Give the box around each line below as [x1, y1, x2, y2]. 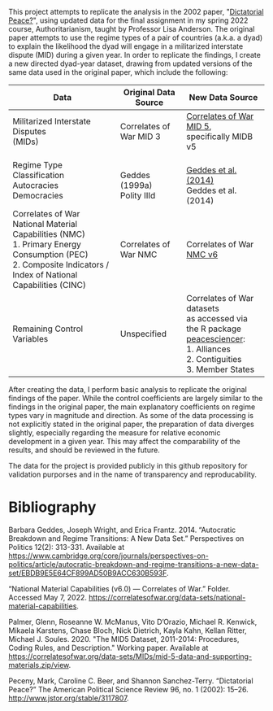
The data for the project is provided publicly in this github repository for [8, 461, 248, 470]
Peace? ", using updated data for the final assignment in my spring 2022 [8, 15, 249, 25]
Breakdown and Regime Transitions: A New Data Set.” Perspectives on [8, 533, 245, 543]
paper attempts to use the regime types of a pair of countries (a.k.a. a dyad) [8, 33, 263, 42]
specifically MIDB [186, 131, 253, 142]
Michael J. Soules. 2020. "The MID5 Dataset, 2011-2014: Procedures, [8, 634, 240, 643]
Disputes [12, 126, 46, 137]
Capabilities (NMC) [12, 229, 85, 239]
